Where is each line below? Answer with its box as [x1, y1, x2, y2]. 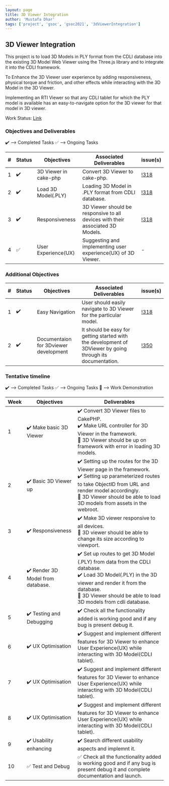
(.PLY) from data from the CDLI [77, 558, 151, 565]
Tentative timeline [5, 373, 50, 380]
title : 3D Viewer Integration [5, 12, 69, 17]
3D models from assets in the [77, 499, 147, 506]
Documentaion [37, 335, 72, 342]
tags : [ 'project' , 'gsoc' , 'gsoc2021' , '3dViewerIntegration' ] [5, 21, 141, 27]
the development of [81, 339, 128, 346]
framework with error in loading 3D [77, 443, 160, 450]
